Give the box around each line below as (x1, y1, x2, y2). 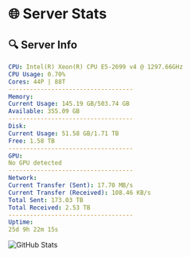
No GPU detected (8, 159, 62, 167)
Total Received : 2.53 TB (8, 204, 91, 212)
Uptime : (8, 218, 34, 227)
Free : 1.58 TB (8, 137, 56, 145)
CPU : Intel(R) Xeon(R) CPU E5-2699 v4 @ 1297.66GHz (8, 63, 183, 71)
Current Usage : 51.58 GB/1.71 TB (8, 129, 119, 138)
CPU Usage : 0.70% (8, 70, 66, 78)
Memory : (8, 92, 34, 100)
